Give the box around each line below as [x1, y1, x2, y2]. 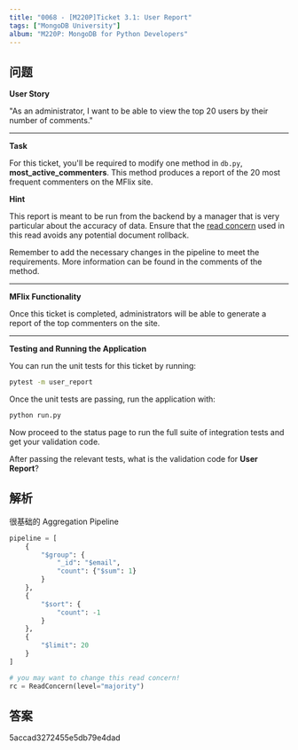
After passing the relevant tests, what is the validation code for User [9, 453, 259, 464]
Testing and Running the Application [9, 343, 147, 355]
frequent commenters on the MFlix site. [9, 176, 153, 187]
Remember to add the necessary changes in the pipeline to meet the [9, 247, 260, 258]
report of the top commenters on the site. [9, 318, 161, 329]
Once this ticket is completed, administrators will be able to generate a [9, 309, 267, 319]
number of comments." [9, 115, 93, 126]
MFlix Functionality [9, 292, 82, 302]
